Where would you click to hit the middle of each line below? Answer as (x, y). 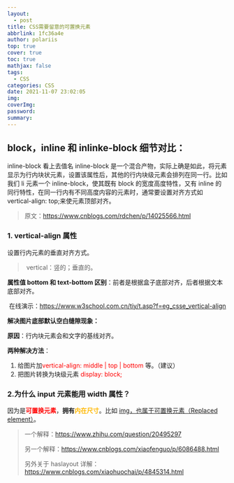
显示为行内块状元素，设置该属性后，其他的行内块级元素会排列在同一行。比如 (117, 175)
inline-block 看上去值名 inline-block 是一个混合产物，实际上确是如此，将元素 (117, 166)
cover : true (24, 53)
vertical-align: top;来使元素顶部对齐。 (61, 201)
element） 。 (23, 419)
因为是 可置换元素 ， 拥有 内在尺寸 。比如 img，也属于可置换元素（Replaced (112, 411)
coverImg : (22, 105)
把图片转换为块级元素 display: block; (70, 374)
